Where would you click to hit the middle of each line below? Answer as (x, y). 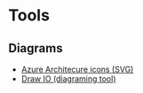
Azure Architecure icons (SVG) (77, 69)
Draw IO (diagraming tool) (68, 79)
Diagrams (36, 48)
